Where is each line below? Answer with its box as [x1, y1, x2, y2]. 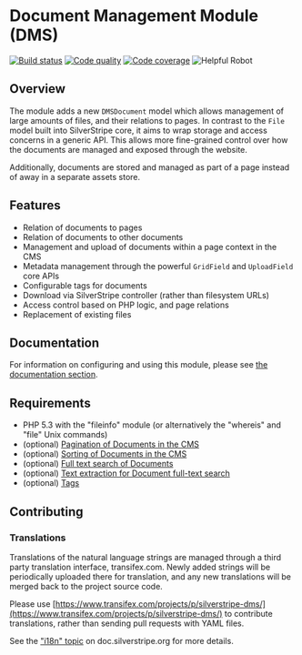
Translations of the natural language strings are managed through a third [9, 551, 282, 562]
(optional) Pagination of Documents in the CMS [22, 438, 200, 450]
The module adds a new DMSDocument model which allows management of [9, 106, 285, 116]
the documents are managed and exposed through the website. [9, 144, 248, 155]
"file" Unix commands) [22, 429, 108, 440]
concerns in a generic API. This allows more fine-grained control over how [9, 134, 288, 146]
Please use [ [9, 598, 56, 610]
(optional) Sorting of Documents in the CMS [22, 448, 187, 459]
